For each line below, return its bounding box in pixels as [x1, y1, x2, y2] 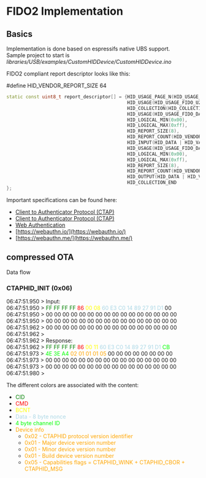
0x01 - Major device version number [24, 439, 116, 446]
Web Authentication [15, 221, 66, 229]
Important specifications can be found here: [6, 196, 118, 203]
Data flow [6, 268, 31, 276]
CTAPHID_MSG [24, 465, 63, 472]
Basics [6, 29, 32, 39]
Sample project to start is [6, 52, 70, 59]
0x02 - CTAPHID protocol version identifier [24, 432, 133, 440]
